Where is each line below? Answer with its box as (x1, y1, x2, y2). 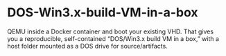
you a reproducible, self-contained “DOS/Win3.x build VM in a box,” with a (7, 34, 220, 42)
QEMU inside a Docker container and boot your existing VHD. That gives (7, 27, 214, 36)
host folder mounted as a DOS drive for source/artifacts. (7, 42, 168, 50)
